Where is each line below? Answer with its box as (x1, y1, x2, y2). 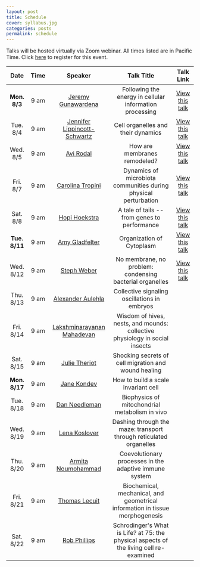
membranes (124, 150, 158, 158)
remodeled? (124, 157, 158, 165)
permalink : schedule (6, 31, 58, 37)
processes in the (117, 457, 164, 466)
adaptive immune (117, 464, 165, 473)
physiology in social (112, 334, 168, 343)
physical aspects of (113, 536, 168, 544)
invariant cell (123, 383, 159, 392)
